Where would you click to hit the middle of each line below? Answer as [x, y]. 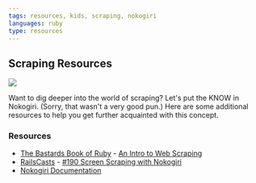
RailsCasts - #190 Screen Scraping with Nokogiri [101, 162]
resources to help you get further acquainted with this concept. [114, 115]
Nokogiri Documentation [61, 171]
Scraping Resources [61, 63]
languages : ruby [36, 23]
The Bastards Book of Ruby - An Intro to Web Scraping [111, 153]
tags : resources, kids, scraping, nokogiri [83, 16]
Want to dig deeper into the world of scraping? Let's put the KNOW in [124, 98]
